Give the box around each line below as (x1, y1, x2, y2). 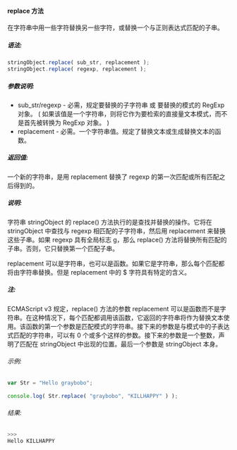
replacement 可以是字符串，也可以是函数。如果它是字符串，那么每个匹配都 (7, 259, 225, 268)
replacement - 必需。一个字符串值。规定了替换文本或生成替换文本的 (17, 127, 215, 135)
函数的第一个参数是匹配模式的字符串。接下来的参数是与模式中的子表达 (25, 322, 230, 330)
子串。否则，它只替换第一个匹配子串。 (7, 244, 119, 253)
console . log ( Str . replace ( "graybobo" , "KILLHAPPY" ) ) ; (7, 392, 178, 399)
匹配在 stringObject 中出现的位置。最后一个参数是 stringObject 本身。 (19, 339, 222, 348)
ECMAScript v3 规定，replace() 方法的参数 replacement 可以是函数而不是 (7, 304, 220, 313)
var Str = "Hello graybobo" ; (7, 380, 93, 387)
